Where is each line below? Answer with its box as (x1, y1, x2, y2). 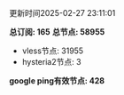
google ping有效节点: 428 (9, 75, 105, 86)
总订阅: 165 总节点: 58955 (9, 27, 105, 37)
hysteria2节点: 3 (21, 57, 81, 67)
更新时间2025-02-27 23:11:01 (9, 8, 116, 18)
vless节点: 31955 (21, 45, 84, 56)
